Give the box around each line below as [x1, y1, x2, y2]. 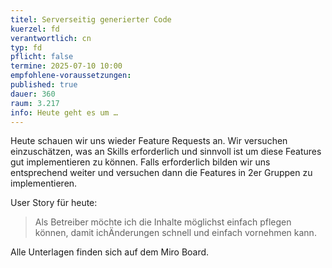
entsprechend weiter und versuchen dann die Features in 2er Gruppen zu [10, 167, 313, 179]
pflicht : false [10, 52, 74, 62]
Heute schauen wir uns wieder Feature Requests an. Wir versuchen [10, 135, 288, 147]
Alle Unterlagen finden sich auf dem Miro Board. [10, 246, 210, 258]
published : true [10, 80, 78, 90]
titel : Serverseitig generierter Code [10, 14, 172, 25]
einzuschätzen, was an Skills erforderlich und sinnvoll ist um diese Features [10, 146, 322, 158]
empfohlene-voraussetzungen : [10, 71, 132, 81]
